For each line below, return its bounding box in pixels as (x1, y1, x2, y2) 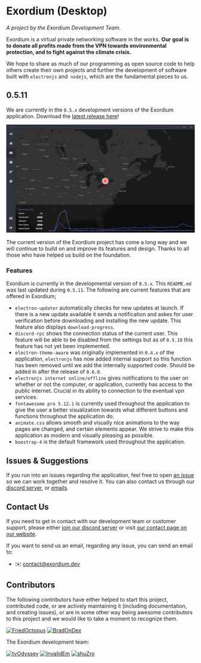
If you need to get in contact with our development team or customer (6, 518, 176, 525)
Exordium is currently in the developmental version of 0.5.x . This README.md (6, 280, 192, 287)
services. (14, 394, 38, 401)
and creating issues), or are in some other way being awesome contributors (6, 608, 193, 616)
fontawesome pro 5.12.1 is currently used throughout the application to (14, 400, 190, 407)
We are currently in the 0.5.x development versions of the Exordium (6, 106, 174, 113)
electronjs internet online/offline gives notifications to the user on (14, 374, 188, 382)
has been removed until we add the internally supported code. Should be (14, 362, 195, 369)
